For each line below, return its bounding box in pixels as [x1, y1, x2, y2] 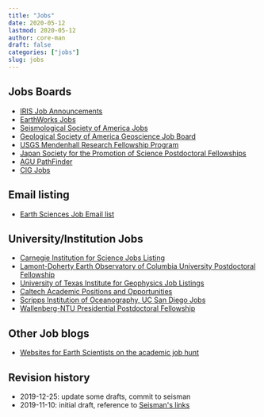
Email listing [8, 188, 70, 202]
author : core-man [8, 33, 66, 42]
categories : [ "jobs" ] [8, 48, 80, 56]
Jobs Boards [8, 85, 72, 99]
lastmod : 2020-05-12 [8, 26, 77, 34]
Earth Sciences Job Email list [19, 209, 115, 219]
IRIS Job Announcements [19, 106, 103, 116]
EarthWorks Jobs [19, 114, 77, 124]
